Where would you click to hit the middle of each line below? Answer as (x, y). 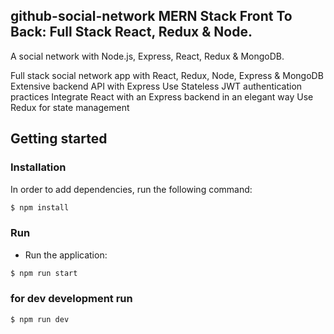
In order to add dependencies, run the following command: (131, 189)
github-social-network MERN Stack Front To (151, 16)
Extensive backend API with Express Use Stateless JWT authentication (156, 86)
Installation (38, 167)
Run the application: (66, 255)
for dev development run (71, 299)
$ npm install (40, 207)
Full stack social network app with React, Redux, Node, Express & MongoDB (167, 75)
